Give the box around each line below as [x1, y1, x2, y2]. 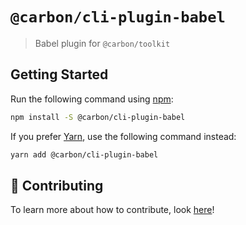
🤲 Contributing [10, 177, 104, 194]
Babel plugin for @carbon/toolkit [34, 37, 171, 49]
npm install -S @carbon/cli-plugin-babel [10, 112, 186, 122]
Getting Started [10, 66, 109, 83]
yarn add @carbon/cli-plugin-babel [10, 149, 159, 160]
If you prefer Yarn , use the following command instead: [10, 130, 237, 142]
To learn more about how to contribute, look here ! [10, 204, 215, 216]
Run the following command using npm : [10, 93, 174, 105]
